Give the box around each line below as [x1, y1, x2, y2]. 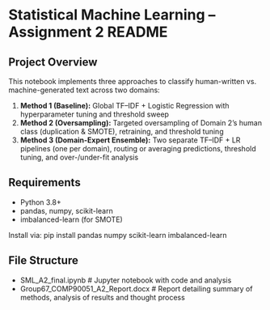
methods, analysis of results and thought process [19, 292, 186, 302]
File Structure [8, 253, 78, 268]
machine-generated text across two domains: [8, 85, 160, 95]
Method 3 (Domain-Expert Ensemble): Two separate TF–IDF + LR [19, 135, 241, 145]
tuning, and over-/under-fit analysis [19, 152, 139, 162]
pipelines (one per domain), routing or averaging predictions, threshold [19, 144, 256, 153]
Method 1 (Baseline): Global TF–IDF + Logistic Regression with [19, 101, 230, 110]
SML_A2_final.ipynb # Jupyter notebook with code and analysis [19, 275, 232, 285]
